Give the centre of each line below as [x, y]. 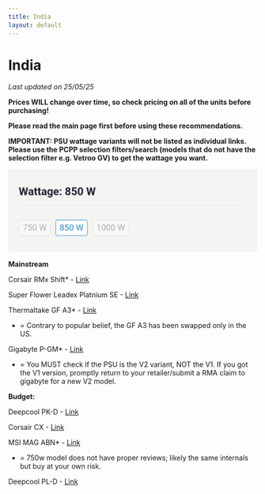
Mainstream [28, 264]
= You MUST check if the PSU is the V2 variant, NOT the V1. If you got [134, 364]
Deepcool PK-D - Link [44, 412]
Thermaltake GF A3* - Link [53, 310]
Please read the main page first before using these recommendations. [126, 126]
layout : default [35, 25]
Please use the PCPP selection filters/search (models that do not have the [132, 149]
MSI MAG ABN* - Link [44, 442]
